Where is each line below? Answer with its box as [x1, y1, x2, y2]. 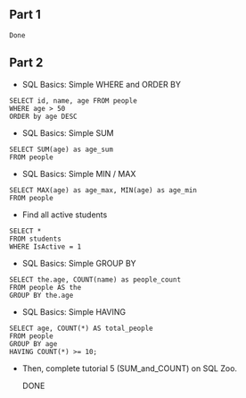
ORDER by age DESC [9, 112, 78, 121]
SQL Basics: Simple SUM [21, 127, 114, 138]
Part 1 [9, 7, 42, 22]
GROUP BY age [9, 339, 58, 348]
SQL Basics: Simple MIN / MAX [21, 168, 136, 179]
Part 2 [9, 55, 44, 71]
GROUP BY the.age [9, 291, 74, 300]
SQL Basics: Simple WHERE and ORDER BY [21, 79, 181, 89]
